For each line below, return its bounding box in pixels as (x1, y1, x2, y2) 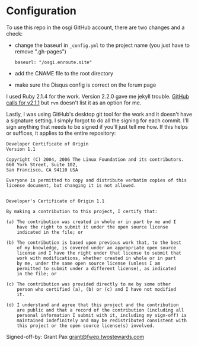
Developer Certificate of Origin (6, 141, 89, 147)
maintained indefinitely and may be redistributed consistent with (17, 318, 187, 323)
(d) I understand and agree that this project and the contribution (6, 301, 179, 308)
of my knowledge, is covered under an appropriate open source (17, 245, 177, 250)
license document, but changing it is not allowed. (6, 182, 136, 188)
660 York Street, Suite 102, (6, 161, 78, 167)
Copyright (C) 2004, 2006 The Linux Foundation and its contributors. (6, 156, 184, 163)
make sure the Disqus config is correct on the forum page (14, 81, 157, 88)
